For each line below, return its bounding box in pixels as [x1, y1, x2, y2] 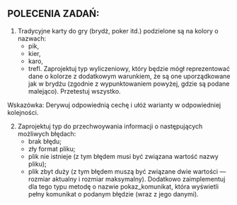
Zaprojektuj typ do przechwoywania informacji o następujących [17, 122, 203, 131]
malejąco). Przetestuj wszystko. [28, 87, 122, 95]
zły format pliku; [28, 144, 76, 153]
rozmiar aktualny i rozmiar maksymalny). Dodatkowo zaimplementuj [28, 174, 226, 183]
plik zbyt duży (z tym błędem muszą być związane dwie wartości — [28, 167, 226, 175]
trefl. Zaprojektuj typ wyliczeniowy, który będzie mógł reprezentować [28, 64, 230, 72]
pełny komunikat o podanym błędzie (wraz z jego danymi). [28, 189, 200, 198]
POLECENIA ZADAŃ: [7, 8, 100, 20]
